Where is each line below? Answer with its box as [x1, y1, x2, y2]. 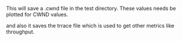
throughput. [6, 28, 35, 35]
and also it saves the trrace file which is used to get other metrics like [6, 23, 175, 29]
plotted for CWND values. [6, 11, 68, 18]
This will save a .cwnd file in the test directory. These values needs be [6, 5, 177, 12]
